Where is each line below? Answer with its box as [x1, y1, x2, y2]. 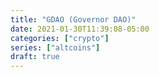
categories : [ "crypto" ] [10, 33, 110, 43]
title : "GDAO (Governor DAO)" [10, 14, 137, 25]
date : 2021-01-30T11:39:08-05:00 [10, 24, 150, 34]
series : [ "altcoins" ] [10, 42, 101, 53]
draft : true [10, 52, 60, 62]
